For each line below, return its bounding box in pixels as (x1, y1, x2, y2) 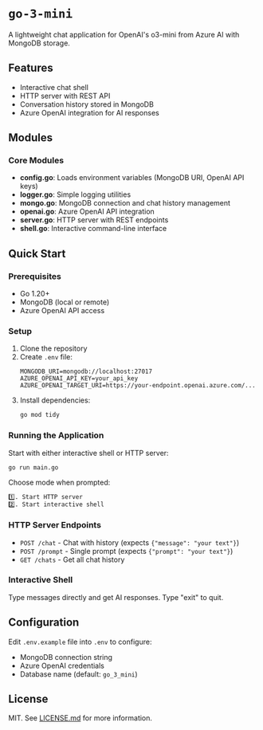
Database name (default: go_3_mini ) (19, 669, 138, 679)
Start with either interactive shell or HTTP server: (8, 448, 169, 457)
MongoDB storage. (8, 38, 70, 48)
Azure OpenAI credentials (19, 661, 105, 670)
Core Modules (8, 155, 65, 166)
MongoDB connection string (19, 652, 113, 661)
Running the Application (8, 430, 104, 441)
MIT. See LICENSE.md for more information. (8, 713, 153, 723)
